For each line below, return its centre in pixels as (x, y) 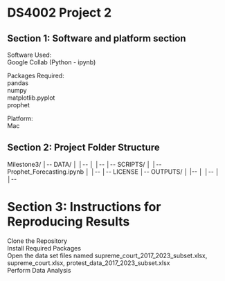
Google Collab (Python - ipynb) (52, 62)
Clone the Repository (37, 241)
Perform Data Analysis (39, 270)
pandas (18, 83)
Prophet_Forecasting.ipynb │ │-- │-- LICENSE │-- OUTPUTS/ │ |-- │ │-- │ (113, 172)
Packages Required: (36, 75)
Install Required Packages (44, 248)
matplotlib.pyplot (31, 98)
